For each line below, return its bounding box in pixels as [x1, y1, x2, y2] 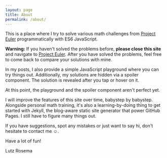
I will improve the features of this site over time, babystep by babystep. [5, 97, 153, 103]
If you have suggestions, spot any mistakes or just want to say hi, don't [5, 123, 153, 129]
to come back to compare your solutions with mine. [5, 57, 112, 63]
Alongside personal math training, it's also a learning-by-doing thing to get [5, 102, 161, 108]
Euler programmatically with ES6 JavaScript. [5, 36, 98, 42]
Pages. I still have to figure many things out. [5, 113, 97, 119]
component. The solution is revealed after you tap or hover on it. [5, 77, 139, 84]
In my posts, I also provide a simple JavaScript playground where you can [5, 66, 159, 72]
